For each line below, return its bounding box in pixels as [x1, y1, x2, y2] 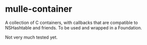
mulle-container [5, 3, 73, 15]
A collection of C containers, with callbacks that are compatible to [5, 20, 138, 25]
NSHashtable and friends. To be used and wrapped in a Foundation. [5, 24, 142, 30]
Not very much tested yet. [5, 34, 58, 40]
